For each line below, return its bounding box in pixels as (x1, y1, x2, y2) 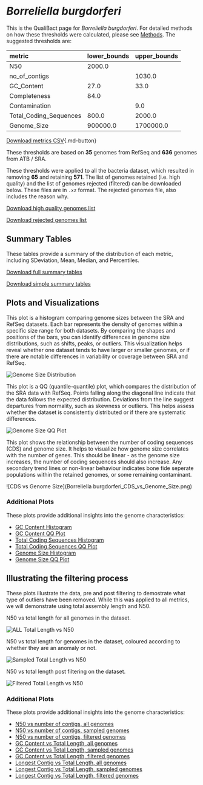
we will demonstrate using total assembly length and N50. (6, 602, 151, 609)
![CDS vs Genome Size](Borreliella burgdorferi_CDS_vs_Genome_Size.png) (6, 482, 192, 490)
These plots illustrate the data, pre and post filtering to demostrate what (6, 589, 186, 597)
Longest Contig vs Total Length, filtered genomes (15, 772, 139, 779)
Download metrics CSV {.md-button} (6, 137, 97, 144)
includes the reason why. (6, 193, 69, 200)
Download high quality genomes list (6, 204, 96, 212)
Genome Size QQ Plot (15, 555, 70, 563)
